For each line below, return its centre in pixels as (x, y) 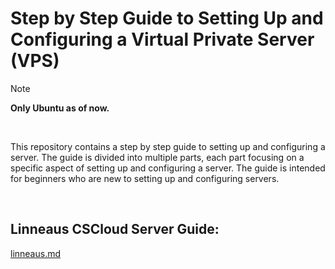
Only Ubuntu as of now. (60, 108)
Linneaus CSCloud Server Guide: (115, 229)
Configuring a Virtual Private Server (162, 39)
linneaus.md (36, 253)
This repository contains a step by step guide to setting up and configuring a (168, 146)
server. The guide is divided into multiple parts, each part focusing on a (157, 157)
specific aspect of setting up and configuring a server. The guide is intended (168, 168)
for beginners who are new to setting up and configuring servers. (145, 178)
